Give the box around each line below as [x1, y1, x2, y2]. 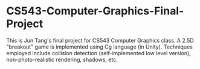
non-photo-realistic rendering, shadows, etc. [6, 56, 118, 63]
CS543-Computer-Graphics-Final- [6, 4, 184, 18]
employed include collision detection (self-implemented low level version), [6, 49, 192, 56]
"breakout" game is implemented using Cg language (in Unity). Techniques [6, 43, 193, 50]
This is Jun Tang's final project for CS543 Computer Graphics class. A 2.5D [6, 37, 195, 44]
